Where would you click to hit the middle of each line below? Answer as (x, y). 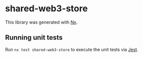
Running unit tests (34, 38)
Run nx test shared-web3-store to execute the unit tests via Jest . (72, 49)
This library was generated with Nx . (41, 22)
